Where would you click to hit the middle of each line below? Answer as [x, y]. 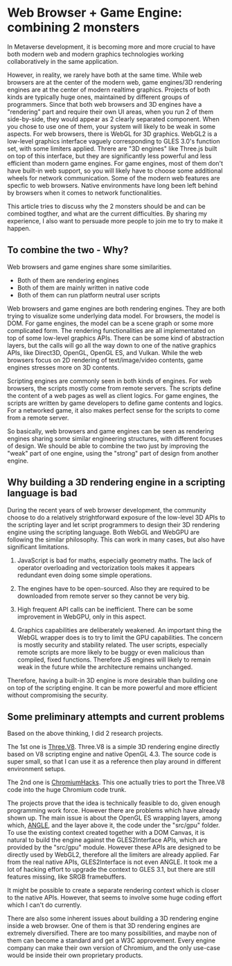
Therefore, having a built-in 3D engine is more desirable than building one [113, 680]
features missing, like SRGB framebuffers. [67, 877]
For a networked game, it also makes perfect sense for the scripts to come [114, 410]
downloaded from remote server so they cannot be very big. [103, 596]
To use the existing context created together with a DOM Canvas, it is [106, 833]
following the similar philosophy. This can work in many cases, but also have [116, 540]
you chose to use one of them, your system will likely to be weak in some [111, 126]
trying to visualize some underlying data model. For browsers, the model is [114, 316]
